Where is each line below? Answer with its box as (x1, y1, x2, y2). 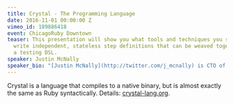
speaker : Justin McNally (7, 56, 79, 63)
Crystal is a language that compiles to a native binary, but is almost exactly (7, 81, 221, 89)
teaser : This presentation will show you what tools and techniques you (7, 36, 223, 43)
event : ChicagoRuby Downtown (7, 29, 92, 37)
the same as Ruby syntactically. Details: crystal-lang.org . (7, 89, 171, 97)
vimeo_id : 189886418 (7, 23, 68, 30)
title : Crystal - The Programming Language (7, 10, 136, 17)
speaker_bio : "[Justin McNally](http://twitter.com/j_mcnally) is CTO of (7, 62, 226, 69)
